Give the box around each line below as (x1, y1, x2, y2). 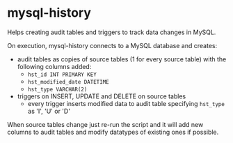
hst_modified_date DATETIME (27, 78, 109, 85)
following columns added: (17, 62, 92, 70)
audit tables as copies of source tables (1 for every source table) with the (17, 54, 227, 63)
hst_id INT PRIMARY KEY (27, 71, 97, 78)
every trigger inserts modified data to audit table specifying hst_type (27, 99, 225, 107)
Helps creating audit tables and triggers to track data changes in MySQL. (7, 28, 216, 36)
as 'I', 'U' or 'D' (27, 107, 71, 115)
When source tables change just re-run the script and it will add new (7, 120, 204, 128)
